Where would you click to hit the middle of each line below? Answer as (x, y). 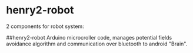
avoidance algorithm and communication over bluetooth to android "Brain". (97, 44)
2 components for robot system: (45, 26)
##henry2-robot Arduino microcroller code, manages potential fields (89, 37)
